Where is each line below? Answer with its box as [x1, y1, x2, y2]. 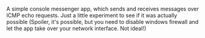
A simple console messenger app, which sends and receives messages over [6, 6, 199, 12]
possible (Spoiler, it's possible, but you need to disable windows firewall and [6, 18, 199, 25]
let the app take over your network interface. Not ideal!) [6, 25, 147, 32]
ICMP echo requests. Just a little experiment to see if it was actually [6, 12, 177, 19]
